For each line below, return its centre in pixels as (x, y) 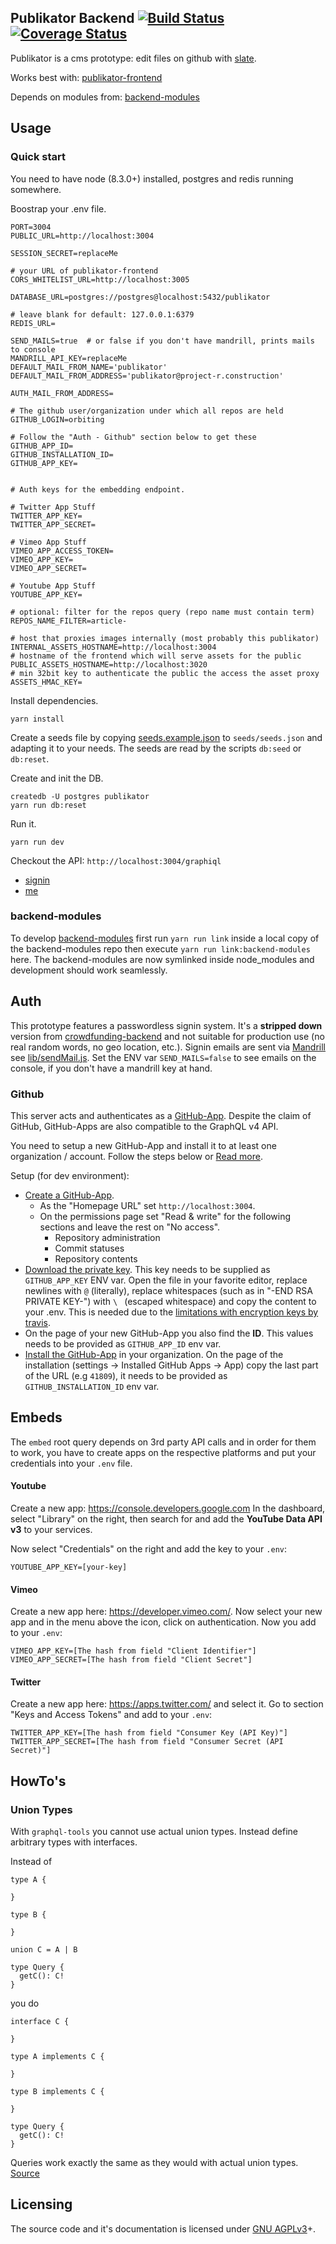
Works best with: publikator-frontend (86, 77)
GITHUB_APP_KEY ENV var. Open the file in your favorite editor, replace (166, 1280)
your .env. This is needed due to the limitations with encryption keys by (171, 1312)
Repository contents (96, 1258)
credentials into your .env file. (71, 1463)
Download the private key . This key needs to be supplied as (147, 1269)
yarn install (37, 719)
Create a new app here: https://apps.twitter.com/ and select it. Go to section (167, 1704)
